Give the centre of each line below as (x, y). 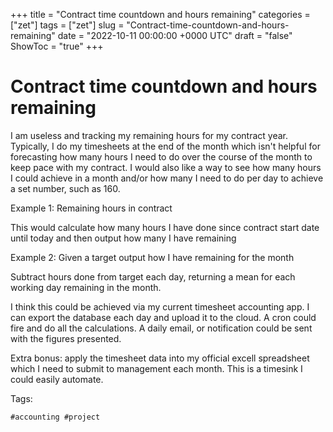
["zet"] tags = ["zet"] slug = (67, 25)
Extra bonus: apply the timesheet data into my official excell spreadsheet (160, 358)
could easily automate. (57, 379)
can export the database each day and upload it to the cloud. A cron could (163, 317)
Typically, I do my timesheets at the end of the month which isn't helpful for (165, 146)
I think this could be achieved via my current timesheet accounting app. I (160, 306)
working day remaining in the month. (86, 287)
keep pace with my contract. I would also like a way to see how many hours (166, 167)
